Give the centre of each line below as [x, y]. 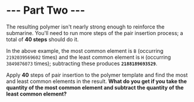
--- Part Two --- [46, 10]
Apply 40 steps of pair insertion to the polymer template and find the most [97, 75]
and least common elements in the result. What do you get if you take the [96, 81]
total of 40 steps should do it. [42, 39]
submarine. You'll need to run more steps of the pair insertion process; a [95, 33]
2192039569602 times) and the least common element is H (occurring [88, 57]
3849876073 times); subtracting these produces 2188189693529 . [82, 63]
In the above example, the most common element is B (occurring [85, 50]
